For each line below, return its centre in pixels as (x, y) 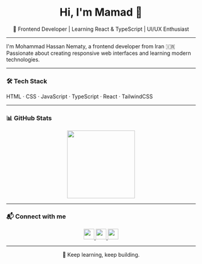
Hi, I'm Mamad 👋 (101, 12)
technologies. (23, 59)
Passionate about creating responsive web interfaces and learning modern (99, 53)
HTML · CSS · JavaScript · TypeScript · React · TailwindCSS (80, 96)
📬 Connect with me (36, 216)
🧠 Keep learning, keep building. (101, 254)
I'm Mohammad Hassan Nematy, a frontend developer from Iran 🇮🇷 (91, 46)
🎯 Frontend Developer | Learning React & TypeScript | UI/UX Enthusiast (101, 29)
